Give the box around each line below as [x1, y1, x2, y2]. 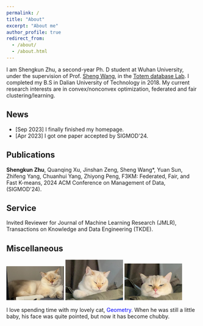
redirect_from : [6, 35, 45, 42]
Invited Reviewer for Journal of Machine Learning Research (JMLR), [6, 219, 177, 227]
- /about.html [12, 49, 48, 55]
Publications [6, 150, 55, 160]
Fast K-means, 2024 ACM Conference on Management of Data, [6, 179, 166, 186]
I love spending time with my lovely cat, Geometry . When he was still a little [6, 306, 195, 313]
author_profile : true [6, 29, 62, 35]
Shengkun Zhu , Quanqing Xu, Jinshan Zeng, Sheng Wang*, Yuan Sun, [6, 166, 183, 173]
